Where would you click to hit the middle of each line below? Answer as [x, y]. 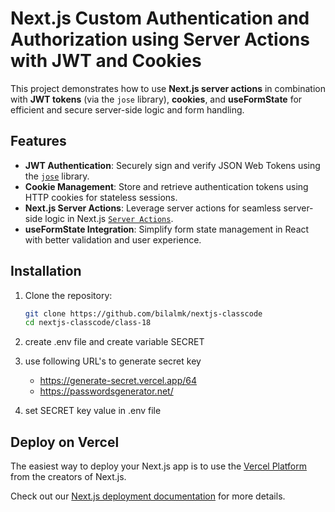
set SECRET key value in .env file [93, 411]
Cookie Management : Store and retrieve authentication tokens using [166, 186]
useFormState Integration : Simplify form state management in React [167, 229]
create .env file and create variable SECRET [114, 342]
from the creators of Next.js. [68, 477]
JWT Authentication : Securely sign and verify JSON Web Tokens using [172, 165]
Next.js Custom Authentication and [160, 18]
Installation [46, 271]
